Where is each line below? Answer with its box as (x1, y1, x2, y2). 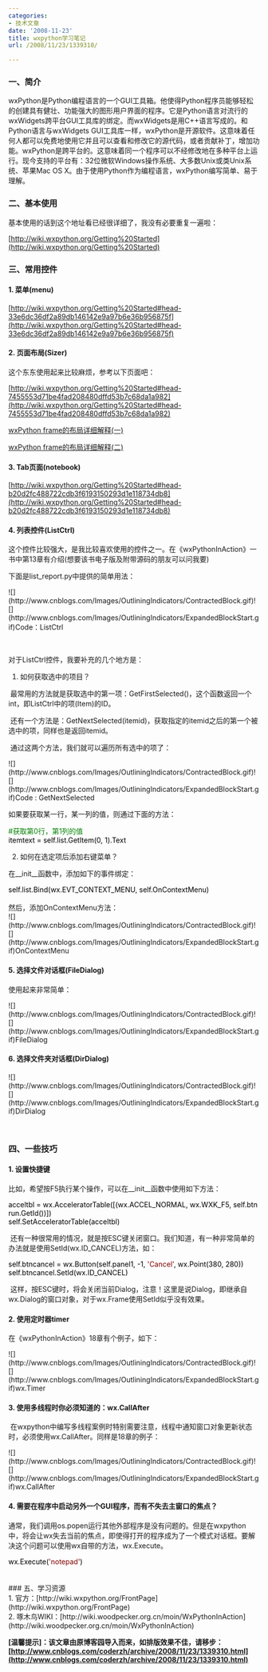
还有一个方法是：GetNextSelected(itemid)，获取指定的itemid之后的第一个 (10, 716, 251, 726)
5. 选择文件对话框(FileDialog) (8, 966, 104, 975)
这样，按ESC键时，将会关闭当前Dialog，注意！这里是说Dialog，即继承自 (10, 1284, 248, 1294)
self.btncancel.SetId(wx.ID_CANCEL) (8, 1267, 128, 1277)
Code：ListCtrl (14, 622, 64, 632)
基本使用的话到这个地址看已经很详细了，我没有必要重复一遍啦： (8, 218, 218, 227)
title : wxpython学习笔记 (8, 34, 86, 42)
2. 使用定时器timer (8, 1314, 70, 1324)
